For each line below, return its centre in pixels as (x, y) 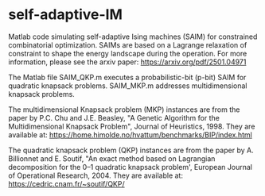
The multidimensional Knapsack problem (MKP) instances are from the (124, 110)
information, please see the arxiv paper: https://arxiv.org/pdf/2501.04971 (127, 62)
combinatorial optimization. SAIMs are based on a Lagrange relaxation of (128, 44)
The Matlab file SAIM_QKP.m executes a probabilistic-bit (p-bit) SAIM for (127, 77)
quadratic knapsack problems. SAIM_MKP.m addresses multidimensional (128, 86)
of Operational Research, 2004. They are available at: (95, 175)
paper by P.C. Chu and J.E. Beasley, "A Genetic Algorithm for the (114, 117)
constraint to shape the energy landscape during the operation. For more (128, 53)
